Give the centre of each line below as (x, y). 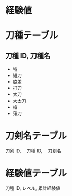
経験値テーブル (36, 173)
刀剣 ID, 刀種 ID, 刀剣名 (33, 151)
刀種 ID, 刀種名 (28, 56)
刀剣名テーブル (36, 136)
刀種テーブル (32, 36)
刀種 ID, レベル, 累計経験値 (33, 188)
